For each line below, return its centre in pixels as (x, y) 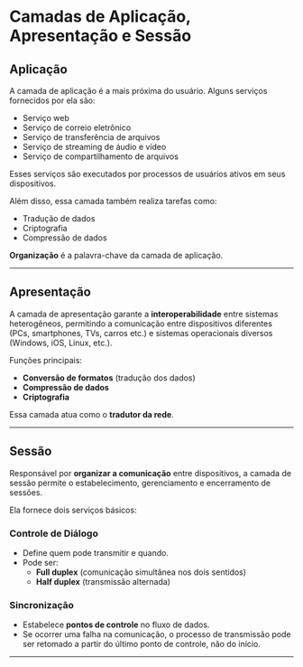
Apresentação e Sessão (101, 36)
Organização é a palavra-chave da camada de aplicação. (116, 255)
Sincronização (42, 605)
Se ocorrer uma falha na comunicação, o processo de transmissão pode (156, 634)
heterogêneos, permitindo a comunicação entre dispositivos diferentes (141, 324)
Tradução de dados (59, 218)
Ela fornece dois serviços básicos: (73, 510)
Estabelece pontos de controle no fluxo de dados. (116, 625)
